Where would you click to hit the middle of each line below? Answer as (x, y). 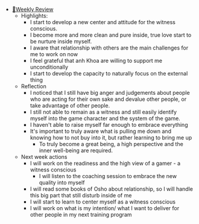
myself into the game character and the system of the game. (105, 118)
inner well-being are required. (76, 150)
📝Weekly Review (33, 9)
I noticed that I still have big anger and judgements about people (110, 93)
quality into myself (62, 182)
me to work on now (54, 54)
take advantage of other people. (70, 105)
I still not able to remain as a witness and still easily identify (103, 112)
